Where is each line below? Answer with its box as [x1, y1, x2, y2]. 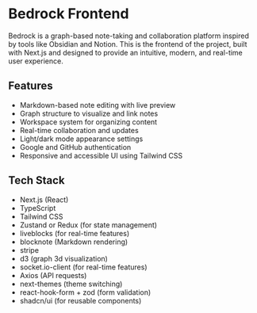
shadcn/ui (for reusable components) [19, 296, 142, 305]
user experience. [8, 56, 63, 66]
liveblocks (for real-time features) [19, 228, 130, 238]
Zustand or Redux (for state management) [19, 219, 157, 230]
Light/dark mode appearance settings [19, 134, 144, 143]
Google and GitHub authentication [19, 142, 132, 151]
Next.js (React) [19, 195, 69, 204]
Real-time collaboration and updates [19, 125, 139, 135]
